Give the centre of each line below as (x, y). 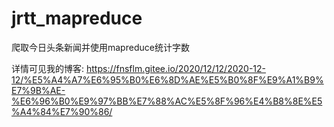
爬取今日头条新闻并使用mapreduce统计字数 (100, 47)
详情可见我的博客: (48, 68)
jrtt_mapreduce (77, 18)
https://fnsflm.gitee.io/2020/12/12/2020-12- (176, 68)
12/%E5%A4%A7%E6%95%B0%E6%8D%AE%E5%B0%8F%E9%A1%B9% (167, 79)
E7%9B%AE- (38, 90)
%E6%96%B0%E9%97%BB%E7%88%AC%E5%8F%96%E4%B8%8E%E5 (167, 101)
